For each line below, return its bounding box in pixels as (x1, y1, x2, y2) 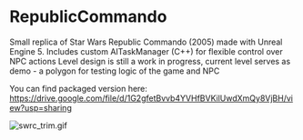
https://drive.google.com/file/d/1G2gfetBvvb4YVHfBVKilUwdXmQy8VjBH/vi (9, 93, 294, 104)
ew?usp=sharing (9, 102, 73, 113)
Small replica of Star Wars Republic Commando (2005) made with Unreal (9, 36, 283, 47)
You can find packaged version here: (9, 83, 148, 94)
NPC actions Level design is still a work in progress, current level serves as (9, 55, 291, 66)
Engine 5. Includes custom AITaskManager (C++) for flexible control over (9, 45, 284, 56)
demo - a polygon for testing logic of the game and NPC (9, 65, 220, 76)
